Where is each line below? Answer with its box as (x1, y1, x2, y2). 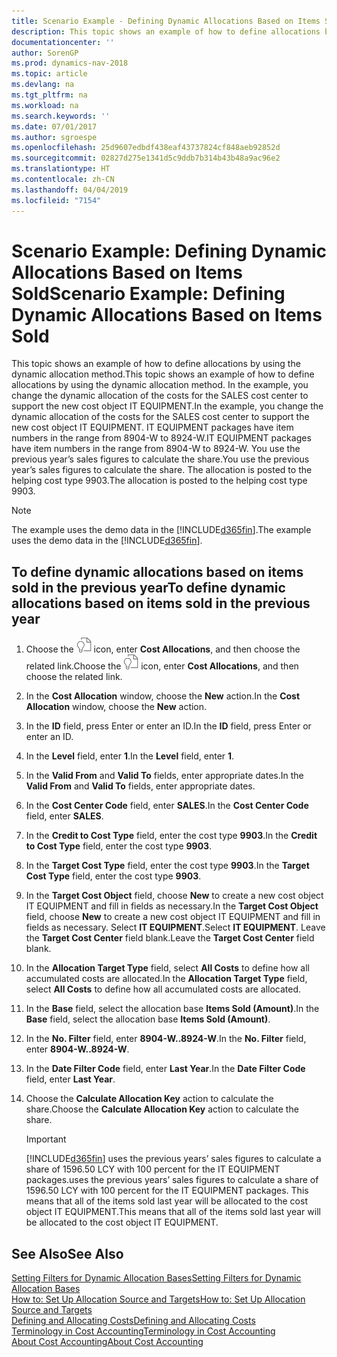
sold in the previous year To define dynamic (11, 579, 286, 596)
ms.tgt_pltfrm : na (11, 90, 88, 100)
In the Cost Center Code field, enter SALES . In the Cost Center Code (25, 800, 309, 812)
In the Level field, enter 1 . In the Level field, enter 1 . (25, 750, 235, 762)
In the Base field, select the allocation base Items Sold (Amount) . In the (25, 1003, 320, 1015)
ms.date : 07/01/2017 (11, 121, 98, 132)
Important (25, 1133, 67, 1145)
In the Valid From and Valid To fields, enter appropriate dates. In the (25, 770, 304, 782)
